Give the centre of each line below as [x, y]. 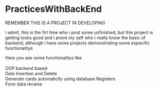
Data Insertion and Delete [31, 73]
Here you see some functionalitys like [44, 57]
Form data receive [24, 84]
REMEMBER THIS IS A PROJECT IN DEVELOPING [55, 23]
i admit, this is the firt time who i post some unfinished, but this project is [79, 32]
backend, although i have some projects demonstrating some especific [78, 43]
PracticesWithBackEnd [53, 9]
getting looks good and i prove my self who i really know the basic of [76, 38]
